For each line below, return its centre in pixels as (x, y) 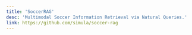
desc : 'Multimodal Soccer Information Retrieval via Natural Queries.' (97, 17)
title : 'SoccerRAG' (30, 12)
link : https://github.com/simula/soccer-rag (62, 23)
